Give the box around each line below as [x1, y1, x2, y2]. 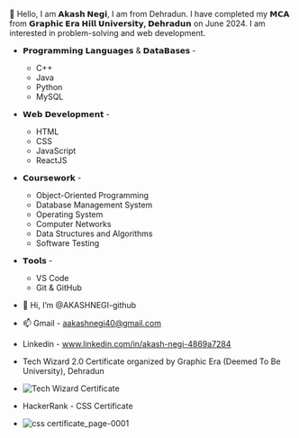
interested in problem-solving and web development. [9, 28, 206, 38]
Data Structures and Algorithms [35, 228, 153, 239]
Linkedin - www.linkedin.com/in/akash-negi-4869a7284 [22, 339, 231, 349]
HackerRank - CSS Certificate [22, 401, 133, 411]
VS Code [35, 273, 69, 283]
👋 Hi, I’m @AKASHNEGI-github [22, 300, 137, 310]
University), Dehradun [22, 366, 105, 376]
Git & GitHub [35, 282, 83, 293]
